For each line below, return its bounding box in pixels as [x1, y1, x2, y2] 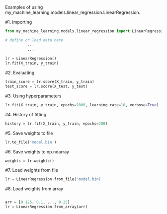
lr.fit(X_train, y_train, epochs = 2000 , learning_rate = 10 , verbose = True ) [5, 102, 159, 107]
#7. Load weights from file [5, 167, 59, 173]
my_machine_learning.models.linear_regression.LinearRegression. [5, 9, 141, 15]
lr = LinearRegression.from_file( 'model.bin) [5, 177, 101, 182]
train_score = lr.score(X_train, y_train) [5, 79, 94, 84]
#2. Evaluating [5, 70, 35, 76]
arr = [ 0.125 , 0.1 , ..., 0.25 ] [5, 200, 70, 205]
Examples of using [5, 4, 43, 10]
